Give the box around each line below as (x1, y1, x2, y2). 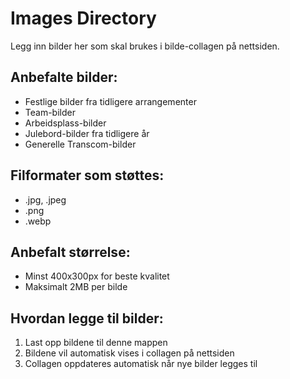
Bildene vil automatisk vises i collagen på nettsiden (24, 347, 235, 359)
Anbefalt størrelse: (10, 243, 131, 261)
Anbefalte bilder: (10, 69, 118, 86)
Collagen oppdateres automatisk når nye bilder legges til (24, 358, 258, 370)
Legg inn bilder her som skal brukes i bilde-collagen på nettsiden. (10, 40, 280, 52)
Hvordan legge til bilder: (10, 310, 164, 327)
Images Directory (10, 7, 157, 30)
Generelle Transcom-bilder (24, 138, 137, 150)
